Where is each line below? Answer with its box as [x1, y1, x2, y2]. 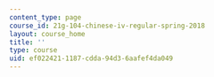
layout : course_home [9, 29, 86, 38]
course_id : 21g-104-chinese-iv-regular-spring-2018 [9, 21, 205, 30]
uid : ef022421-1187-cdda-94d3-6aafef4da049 [9, 54, 174, 63]
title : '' [9, 37, 46, 47]
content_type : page [9, 12, 82, 22]
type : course [9, 46, 58, 55]
